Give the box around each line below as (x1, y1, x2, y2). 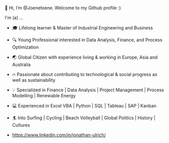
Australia (12, 61, 31, 67)
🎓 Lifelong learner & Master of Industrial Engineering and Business (12, 25, 153, 30)
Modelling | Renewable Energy (12, 93, 76, 98)
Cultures (12, 122, 30, 128)
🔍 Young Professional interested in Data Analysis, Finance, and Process (12, 37, 162, 43)
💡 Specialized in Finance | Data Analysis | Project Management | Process (12, 87, 164, 93)
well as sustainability (12, 77, 56, 83)
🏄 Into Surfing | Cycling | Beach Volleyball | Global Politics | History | (12, 115, 156, 121)
